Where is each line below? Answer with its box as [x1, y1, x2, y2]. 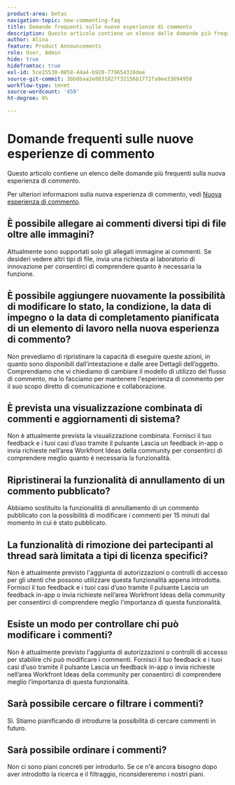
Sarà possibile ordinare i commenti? [7, 744, 167, 756]
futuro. [7, 723, 27, 732]
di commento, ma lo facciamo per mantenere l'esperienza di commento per [7, 374, 225, 383]
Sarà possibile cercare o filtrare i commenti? [7, 698, 204, 710]
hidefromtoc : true [7, 62, 61, 69]
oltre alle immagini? [7, 229, 94, 241]
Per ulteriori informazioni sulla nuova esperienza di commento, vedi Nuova [7, 190, 222, 198]
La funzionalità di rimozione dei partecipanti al [7, 539, 213, 551]
